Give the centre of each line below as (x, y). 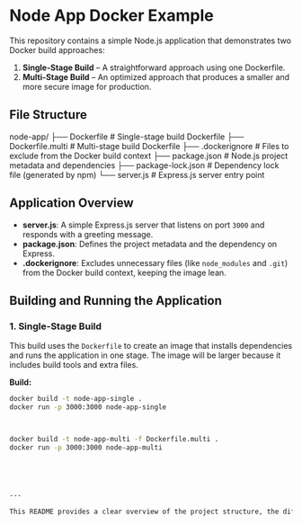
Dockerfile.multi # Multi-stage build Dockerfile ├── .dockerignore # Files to (149, 146)
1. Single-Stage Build (55, 326)
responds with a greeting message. (88, 234)
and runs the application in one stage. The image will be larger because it (145, 355)
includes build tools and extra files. (74, 365)
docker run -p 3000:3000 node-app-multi (86, 447)
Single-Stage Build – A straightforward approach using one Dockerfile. (154, 67)
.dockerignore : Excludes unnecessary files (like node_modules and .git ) (155, 262)
